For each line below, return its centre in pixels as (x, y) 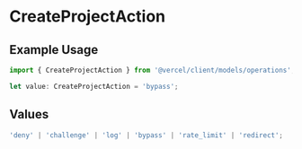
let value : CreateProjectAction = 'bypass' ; (94, 86)
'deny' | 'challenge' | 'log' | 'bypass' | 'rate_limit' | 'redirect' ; (147, 135)
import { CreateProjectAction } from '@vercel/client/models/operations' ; (152, 70)
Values (29, 114)
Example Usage (54, 50)
